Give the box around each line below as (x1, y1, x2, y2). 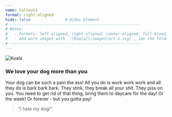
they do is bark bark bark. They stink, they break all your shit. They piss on (5, 85, 163, 91)
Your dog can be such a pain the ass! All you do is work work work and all (5, 80, 161, 86)
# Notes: (5, 27, 24, 32)
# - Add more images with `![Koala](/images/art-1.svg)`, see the (5, 36, 155, 42)
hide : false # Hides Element (5, 17, 100, 22)
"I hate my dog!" (17, 106, 53, 112)
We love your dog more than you (5, 68, 88, 75)
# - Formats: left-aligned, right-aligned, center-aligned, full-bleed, (5, 31, 168, 36)
